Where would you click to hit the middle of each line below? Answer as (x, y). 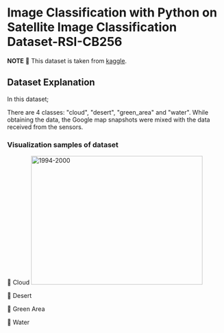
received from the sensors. (45, 127)
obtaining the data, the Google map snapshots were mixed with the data (109, 119)
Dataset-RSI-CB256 (65, 42)
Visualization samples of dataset (63, 144)
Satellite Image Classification (92, 27)
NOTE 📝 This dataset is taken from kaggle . (67, 60)
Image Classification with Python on (112, 13)
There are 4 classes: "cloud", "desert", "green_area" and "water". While (108, 112)
